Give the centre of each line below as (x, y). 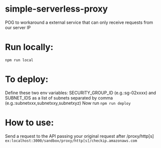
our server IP (18, 27)
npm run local (19, 60)
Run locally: (29, 47)
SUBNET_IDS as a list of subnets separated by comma (59, 98)
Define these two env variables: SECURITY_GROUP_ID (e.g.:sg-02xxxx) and (80, 93)
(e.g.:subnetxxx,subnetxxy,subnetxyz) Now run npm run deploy (68, 103)
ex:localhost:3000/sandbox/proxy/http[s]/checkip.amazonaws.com (71, 141)
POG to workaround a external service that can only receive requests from (79, 22)
